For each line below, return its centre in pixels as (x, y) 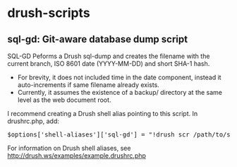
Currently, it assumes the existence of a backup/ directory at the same (120, 92)
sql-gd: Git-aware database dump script (98, 39)
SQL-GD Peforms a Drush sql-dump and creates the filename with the (109, 56)
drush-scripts (49, 13)
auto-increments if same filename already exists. (89, 85)
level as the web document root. (64, 100)
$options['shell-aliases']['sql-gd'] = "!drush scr (99, 135)
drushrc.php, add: (34, 121)
